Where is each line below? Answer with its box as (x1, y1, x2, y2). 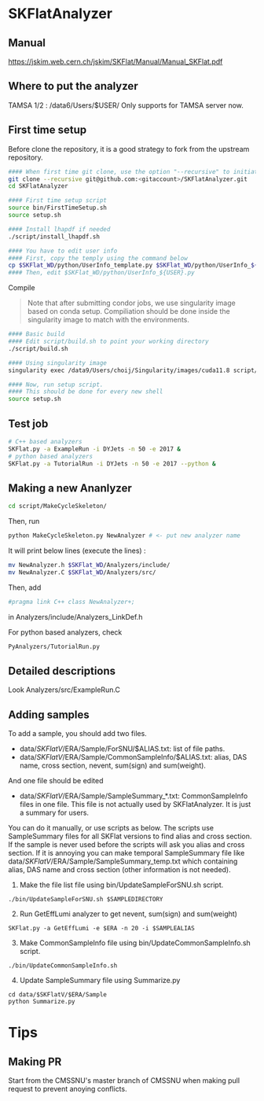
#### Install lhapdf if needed (8, 225, 111, 233)
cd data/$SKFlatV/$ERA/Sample (8, 991, 108, 999)
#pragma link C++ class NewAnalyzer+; (8, 598, 135, 606)
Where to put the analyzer (8, 79, 139, 93)
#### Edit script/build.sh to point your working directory (8, 337, 210, 345)
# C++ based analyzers (8, 437, 82, 445)
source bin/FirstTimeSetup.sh (8, 204, 108, 212)
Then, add (8, 583, 42, 592)
